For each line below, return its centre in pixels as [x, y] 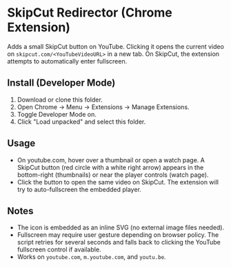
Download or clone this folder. [60, 99]
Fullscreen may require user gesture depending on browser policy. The [118, 235]
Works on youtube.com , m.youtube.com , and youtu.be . [92, 257]
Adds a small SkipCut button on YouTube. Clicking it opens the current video [115, 46]
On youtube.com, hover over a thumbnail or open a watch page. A [111, 160]
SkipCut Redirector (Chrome [90, 13]
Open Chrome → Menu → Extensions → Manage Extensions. [103, 107]
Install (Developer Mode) [61, 83]
